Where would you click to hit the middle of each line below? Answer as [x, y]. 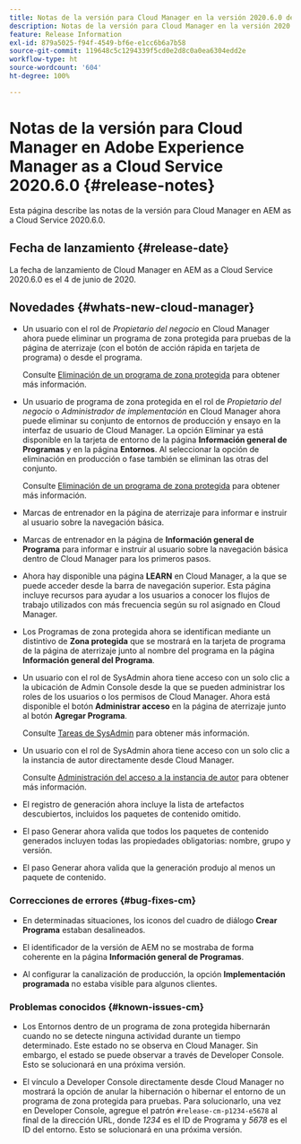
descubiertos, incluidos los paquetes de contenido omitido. [132, 814]
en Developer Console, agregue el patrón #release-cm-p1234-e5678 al [150, 1110]
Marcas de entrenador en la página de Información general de [138, 540]
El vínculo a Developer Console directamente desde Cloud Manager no [153, 1081]
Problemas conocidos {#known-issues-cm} [107, 1007]
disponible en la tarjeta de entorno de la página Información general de [155, 440]
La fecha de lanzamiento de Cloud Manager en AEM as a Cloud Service [141, 269]
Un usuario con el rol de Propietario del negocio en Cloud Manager [146, 329]
